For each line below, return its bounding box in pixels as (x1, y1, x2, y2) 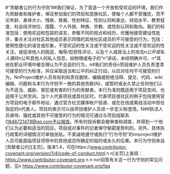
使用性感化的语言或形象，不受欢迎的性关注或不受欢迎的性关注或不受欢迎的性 (5, 43, 165, 48)
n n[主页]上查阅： (106, 150, 143, 156)
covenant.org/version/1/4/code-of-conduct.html (5, 150, 106, 156)
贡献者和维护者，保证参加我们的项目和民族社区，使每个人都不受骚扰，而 (9, 11, 160, 17)
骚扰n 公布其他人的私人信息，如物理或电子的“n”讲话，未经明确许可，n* (9, 55, 157, 61)
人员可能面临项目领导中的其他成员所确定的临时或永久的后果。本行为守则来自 (5, 137, 165, 144)
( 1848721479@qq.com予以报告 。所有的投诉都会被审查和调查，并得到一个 (5, 119, 159, 124)
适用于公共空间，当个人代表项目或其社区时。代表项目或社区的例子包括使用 (5, 93, 160, 99)
